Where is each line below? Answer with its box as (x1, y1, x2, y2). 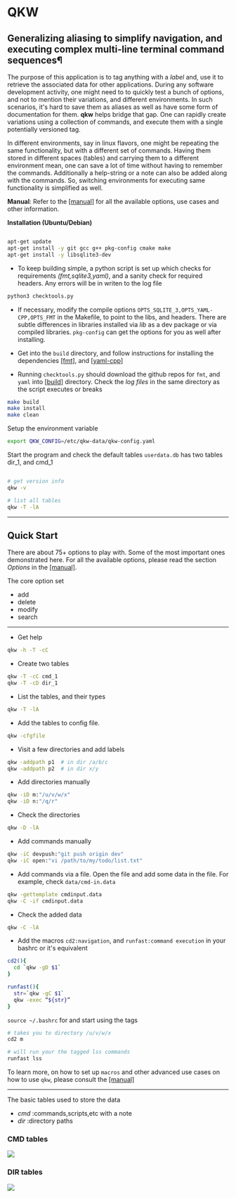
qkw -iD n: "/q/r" (7, 798, 58, 805)
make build (7, 398, 39, 405)
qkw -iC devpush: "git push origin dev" (7, 850, 124, 858)
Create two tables (17, 659, 70, 668)
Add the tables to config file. (17, 718, 100, 727)
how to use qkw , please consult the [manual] (7, 1076, 135, 1084)
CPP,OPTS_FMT (17, 314, 56, 321)
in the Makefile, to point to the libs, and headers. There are (57, 312, 227, 321)
